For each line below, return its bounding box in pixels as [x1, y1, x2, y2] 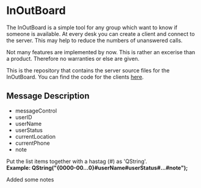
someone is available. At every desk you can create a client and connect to [6, 30, 196, 37]
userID [15, 113, 32, 120]
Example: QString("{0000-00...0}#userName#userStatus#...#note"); [6, 164, 188, 171]
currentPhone [15, 139, 50, 147]
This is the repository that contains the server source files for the [6, 66, 170, 74]
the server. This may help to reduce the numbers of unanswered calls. [6, 37, 183, 44]
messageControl [15, 107, 57, 114]
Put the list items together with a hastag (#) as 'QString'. [6, 158, 148, 165]
